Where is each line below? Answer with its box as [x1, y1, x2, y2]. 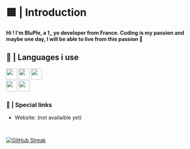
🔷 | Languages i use [6, 52, 79, 63]
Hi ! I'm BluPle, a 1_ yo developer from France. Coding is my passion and [6, 29, 185, 36]
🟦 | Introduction [6, 6, 87, 19]
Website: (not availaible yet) [14, 114, 82, 121]
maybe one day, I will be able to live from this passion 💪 [6, 35, 143, 42]
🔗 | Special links [6, 100, 52, 109]
